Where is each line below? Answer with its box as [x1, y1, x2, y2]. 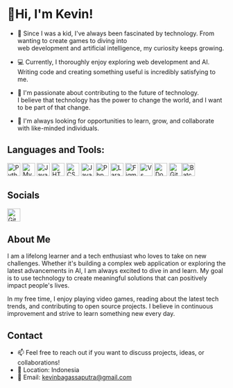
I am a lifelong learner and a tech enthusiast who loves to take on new [7, 252, 207, 261]
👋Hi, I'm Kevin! [7, 6, 94, 22]
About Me [7, 233, 51, 245]
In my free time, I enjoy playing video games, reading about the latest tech [7, 294, 219, 303]
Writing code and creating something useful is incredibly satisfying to [17, 67, 216, 76]
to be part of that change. [17, 103, 91, 112]
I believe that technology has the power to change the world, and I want [17, 96, 223, 104]
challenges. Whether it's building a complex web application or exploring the [7, 259, 226, 267]
